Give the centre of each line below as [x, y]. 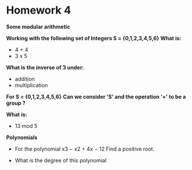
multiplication [31, 85]
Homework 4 [39, 10]
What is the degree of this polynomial [61, 160]
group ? [16, 103]
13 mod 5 [26, 126]
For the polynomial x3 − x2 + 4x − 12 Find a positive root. [84, 149]
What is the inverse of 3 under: [45, 67]
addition [25, 79]
